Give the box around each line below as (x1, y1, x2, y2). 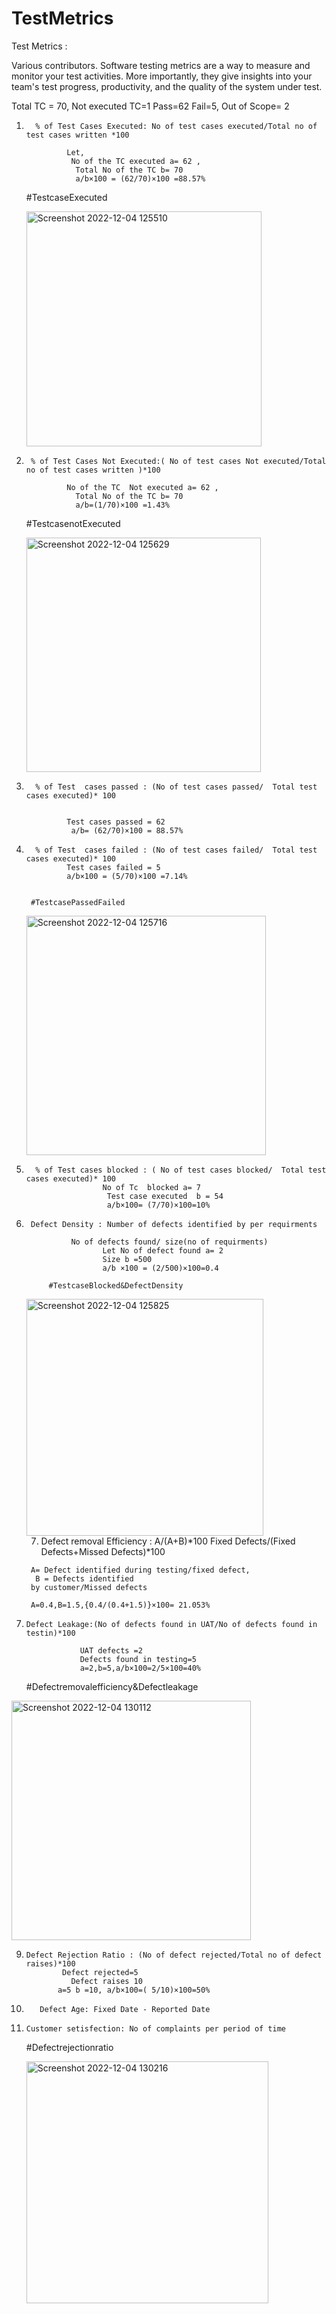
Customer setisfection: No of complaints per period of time (25, 2023, 287, 2034)
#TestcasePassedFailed (30, 897, 126, 907)
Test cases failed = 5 (66, 862, 161, 872)
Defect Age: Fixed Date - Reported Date (39, 2004, 211, 2014)
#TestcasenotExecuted (25, 517, 121, 529)
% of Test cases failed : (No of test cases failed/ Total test (35, 845, 318, 855)
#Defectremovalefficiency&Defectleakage (25, 1680, 199, 1692)
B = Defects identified (35, 1573, 134, 1584)
